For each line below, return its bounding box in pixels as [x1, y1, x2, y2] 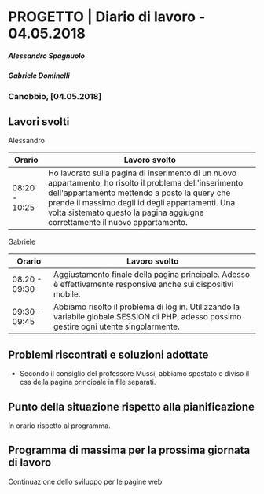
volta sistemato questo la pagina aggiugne [48, 207, 204, 218]
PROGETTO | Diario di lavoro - [8, 8, 206, 26]
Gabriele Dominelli [8, 71, 70, 80]
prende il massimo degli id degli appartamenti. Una [48, 197, 236, 208]
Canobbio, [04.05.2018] [8, 90, 102, 101]
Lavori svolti [8, 115, 70, 128]
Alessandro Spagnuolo [8, 51, 85, 61]
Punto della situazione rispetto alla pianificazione [8, 400, 255, 413]
